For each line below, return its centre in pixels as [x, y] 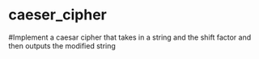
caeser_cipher [58, 15]
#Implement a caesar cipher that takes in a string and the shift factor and [130, 37]
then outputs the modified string [62, 45]
